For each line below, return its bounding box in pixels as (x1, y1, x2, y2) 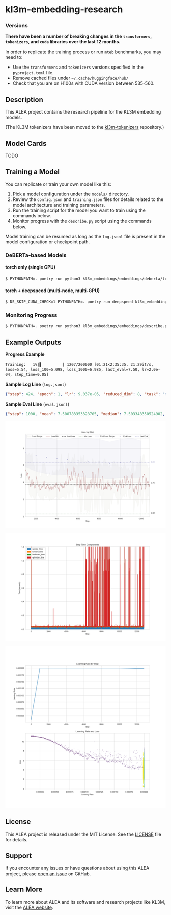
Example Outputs (5, 338, 62, 346)
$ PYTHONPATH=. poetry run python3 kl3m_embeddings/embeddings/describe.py (5, 324, 169, 329)
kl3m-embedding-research (5, 4, 123, 15)
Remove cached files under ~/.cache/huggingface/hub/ (12, 75, 129, 81)
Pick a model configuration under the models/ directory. (12, 191, 129, 197)
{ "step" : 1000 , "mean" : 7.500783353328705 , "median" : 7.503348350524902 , (5, 411, 165, 416)
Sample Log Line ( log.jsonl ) (5, 381, 66, 387)
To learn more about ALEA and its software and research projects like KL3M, (5, 899, 165, 905)
